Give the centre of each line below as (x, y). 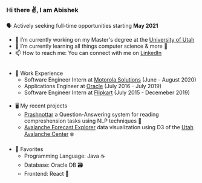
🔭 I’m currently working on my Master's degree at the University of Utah (105, 40)
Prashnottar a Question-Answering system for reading (91, 115)
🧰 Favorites (29, 149)
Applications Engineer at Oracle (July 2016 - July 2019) (93, 86)
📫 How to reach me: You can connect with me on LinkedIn (88, 53)
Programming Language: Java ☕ (65, 156)
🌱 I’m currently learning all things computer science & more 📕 (91, 46)
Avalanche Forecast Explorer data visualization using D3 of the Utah (109, 127)
